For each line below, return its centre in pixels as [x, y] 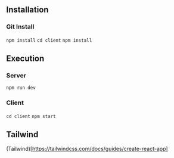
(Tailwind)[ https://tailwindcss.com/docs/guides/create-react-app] [87, 149]
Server [16, 75]
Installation [27, 10]
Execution [25, 59]
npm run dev [21, 88]
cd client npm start [31, 116]
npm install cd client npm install [49, 40]
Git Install [20, 27]
